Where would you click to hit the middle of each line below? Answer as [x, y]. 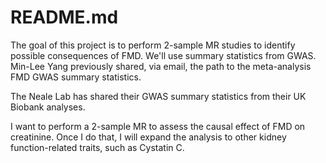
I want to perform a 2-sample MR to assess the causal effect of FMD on [158, 126]
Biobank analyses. [48, 107]
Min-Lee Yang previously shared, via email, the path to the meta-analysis [161, 66]
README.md [64, 17]
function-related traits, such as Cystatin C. [97, 147]
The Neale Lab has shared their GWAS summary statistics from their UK [158, 96]
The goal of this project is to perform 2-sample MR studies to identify [153, 45]
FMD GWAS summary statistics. [76, 77]
